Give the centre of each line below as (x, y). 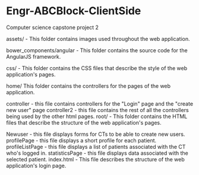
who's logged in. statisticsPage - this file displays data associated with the (97, 153)
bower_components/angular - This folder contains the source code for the (97, 50)
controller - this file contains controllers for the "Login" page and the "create (100, 104)
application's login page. (36, 166)
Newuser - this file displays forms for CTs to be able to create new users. (96, 134)
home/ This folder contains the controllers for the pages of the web (89, 86)
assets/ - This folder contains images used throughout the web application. (98, 39)
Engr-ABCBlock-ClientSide (74, 11)
